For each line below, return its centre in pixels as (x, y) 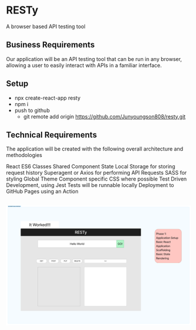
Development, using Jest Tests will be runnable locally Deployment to (90, 185)
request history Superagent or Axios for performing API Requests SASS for (97, 173)
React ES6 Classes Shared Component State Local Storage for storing (91, 166)
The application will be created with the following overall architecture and (95, 149)
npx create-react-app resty (48, 98)
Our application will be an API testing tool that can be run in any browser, (94, 59)
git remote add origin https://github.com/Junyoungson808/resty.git (104, 116)
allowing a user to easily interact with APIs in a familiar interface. (84, 65)
